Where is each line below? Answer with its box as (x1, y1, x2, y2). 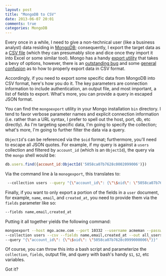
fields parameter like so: (5, 200, 56, 206)
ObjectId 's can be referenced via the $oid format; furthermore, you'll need (5, 137, 157, 143)
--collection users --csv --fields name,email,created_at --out (5, 232, 140, 238)
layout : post (5, 7, 32, 12)
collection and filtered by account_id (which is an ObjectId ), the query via (5, 147, 155, 153)
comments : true (5, 21, 37, 26)
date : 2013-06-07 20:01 (5, 16, 54, 21)
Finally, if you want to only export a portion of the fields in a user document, (5, 189, 159, 195)
